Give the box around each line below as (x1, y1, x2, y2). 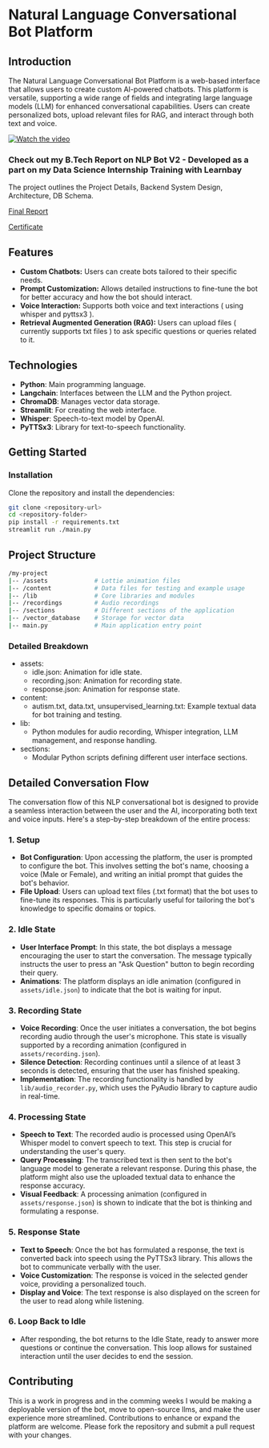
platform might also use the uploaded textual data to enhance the (19, 1173, 236, 1182)
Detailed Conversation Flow (8, 776, 150, 789)
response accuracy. (19, 1181, 86, 1190)
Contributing (8, 1375, 74, 1389)
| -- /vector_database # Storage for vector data (8, 614, 184, 622)
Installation (8, 470, 54, 481)
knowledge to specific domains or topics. (19, 903, 156, 913)
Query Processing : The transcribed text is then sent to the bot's (19, 1155, 232, 1165)
